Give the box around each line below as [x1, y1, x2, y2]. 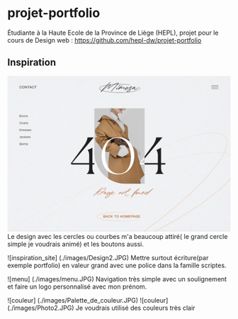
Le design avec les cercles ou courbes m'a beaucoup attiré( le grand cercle [7, 232, 228, 240]
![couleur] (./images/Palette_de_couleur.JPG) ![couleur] [7, 296, 169, 304]
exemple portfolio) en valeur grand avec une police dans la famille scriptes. [7, 261, 227, 269]
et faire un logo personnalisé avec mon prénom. [7, 282, 147, 291]
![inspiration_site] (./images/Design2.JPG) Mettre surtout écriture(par [7, 253, 209, 262]
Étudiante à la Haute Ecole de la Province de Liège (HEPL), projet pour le [7, 28, 219, 37]
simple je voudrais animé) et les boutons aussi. [7, 240, 144, 248]
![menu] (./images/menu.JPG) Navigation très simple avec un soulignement [7, 274, 227, 283]
